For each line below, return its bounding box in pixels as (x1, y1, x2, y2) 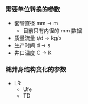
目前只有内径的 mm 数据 (22, 27, 82, 34)
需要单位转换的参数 (5, 5, 60, 13)
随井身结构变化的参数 (5, 66, 66, 74)
